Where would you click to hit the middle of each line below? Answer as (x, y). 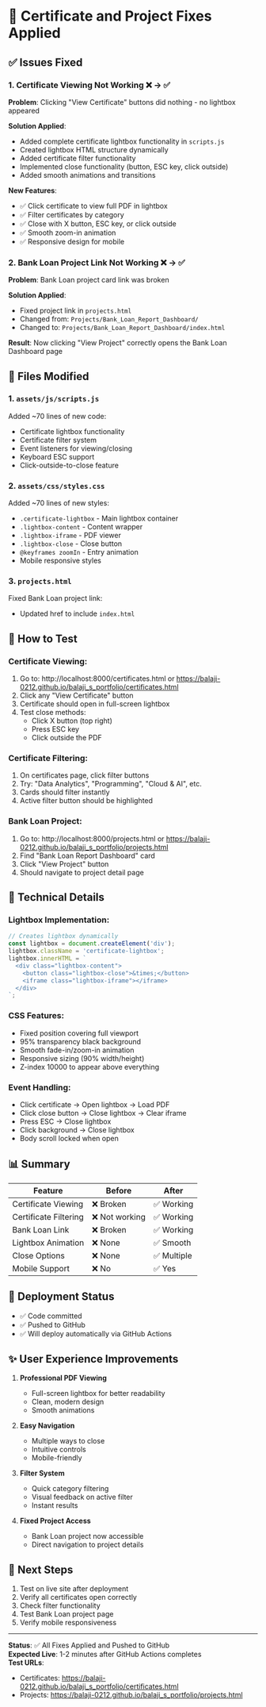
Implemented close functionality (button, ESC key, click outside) (124, 167)
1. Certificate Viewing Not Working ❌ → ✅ (89, 85)
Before (119, 1190)
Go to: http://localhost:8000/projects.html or (92, 838)
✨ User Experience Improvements (93, 1359)
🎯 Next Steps (41, 1569)
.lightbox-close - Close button (71, 544)
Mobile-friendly (57, 1458)
